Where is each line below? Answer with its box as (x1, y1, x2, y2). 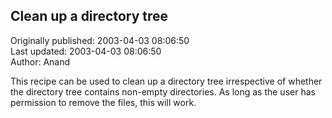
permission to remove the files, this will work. (10, 96, 197, 108)
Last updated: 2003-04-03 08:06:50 (10, 45, 162, 57)
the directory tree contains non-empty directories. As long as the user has (10, 85, 316, 98)
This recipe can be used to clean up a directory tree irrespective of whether (10, 75, 323, 87)
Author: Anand (10, 55, 71, 68)
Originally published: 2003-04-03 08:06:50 (10, 34, 190, 46)
